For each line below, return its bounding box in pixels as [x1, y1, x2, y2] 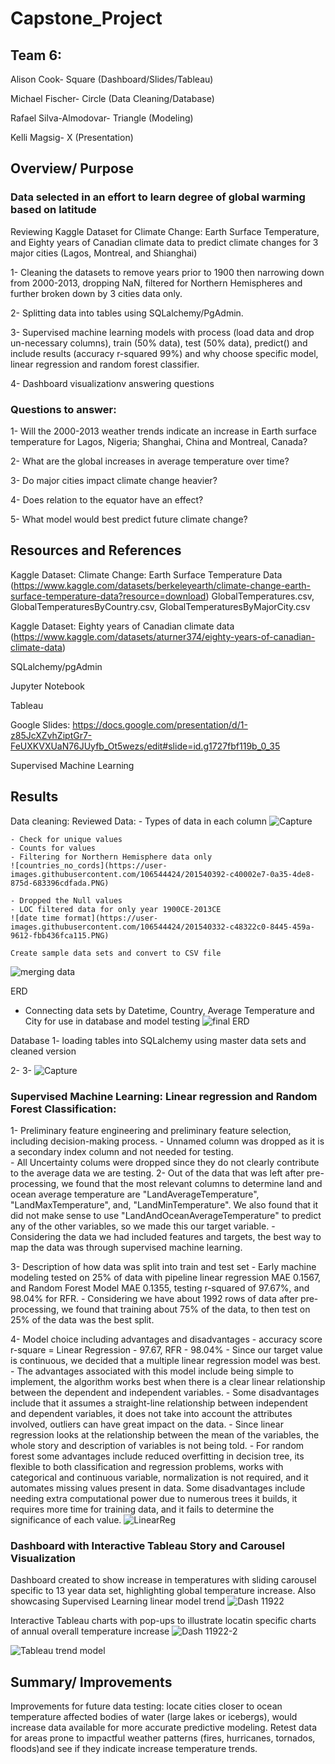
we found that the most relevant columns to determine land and [61, 1177, 323, 1189]
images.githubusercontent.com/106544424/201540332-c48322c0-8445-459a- [10, 922, 315, 932]
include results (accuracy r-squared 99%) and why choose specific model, [10, 347, 319, 359]
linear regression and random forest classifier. [10, 358, 200, 370]
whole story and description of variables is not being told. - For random [10, 1439, 305, 1451]
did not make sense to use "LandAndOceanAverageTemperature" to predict [10, 1209, 322, 1221]
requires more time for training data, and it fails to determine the [10, 1503, 275, 1515]
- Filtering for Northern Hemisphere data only [10, 852, 213, 862]
